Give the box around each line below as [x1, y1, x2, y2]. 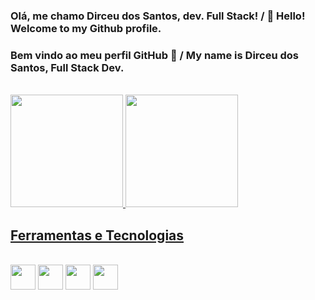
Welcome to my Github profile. [10, 21, 162, 35]
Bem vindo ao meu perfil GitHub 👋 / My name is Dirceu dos [10, 48, 300, 62]
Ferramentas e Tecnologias [10, 227, 185, 244]
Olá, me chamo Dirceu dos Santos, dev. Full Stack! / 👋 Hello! [10, 9, 306, 23]
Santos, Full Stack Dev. [10, 60, 125, 74]
